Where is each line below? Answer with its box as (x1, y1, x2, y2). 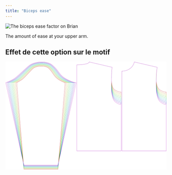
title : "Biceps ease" (5, 8, 52, 13)
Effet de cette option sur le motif (5, 48, 111, 56)
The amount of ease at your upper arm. (5, 33, 89, 39)
